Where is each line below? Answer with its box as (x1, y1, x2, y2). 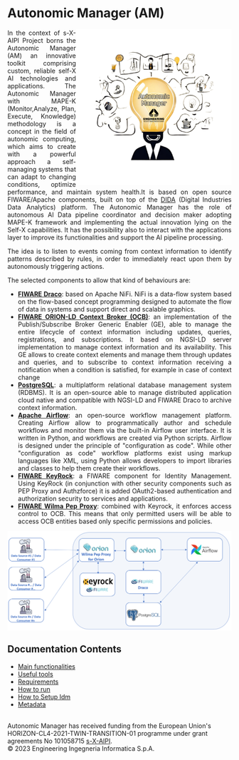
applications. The (7, 81, 76, 90)
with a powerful (7, 150, 76, 158)
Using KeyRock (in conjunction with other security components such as (17, 479, 232, 488)
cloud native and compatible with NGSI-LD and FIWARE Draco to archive (17, 396, 232, 404)
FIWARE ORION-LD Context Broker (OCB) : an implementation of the (17, 312, 233, 321)
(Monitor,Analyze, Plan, (7, 104, 76, 113)
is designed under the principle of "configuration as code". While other (17, 441, 232, 450)
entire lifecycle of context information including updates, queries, (17, 327, 232, 336)
